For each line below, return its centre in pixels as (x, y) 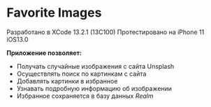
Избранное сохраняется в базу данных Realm (85, 96)
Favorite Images (54, 13)
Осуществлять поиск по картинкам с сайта (81, 74)
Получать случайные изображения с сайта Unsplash (95, 66)
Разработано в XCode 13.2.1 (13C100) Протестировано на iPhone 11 (105, 32)
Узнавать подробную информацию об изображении (94, 88)
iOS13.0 (17, 39)
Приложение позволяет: (44, 53)
